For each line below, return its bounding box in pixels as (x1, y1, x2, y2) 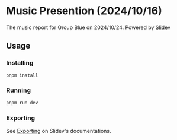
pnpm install (6, 72, 38, 78)
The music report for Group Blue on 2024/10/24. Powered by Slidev (6, 24, 170, 31)
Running (6, 86, 31, 94)
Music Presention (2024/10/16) (6, 4, 163, 18)
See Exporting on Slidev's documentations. (6, 127, 111, 134)
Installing (6, 59, 34, 67)
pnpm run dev (6, 100, 38, 106)
